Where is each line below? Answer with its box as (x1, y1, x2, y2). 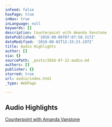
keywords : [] (5, 26, 32, 31)
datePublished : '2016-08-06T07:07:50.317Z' (5, 35, 96, 40)
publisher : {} (5, 67, 35, 72)
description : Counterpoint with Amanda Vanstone (5, 30, 107, 35)
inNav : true (5, 16, 30, 21)
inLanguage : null (5, 21, 41, 26)
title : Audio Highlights (5, 44, 56, 49)
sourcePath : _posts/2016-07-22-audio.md (5, 58, 90, 63)
